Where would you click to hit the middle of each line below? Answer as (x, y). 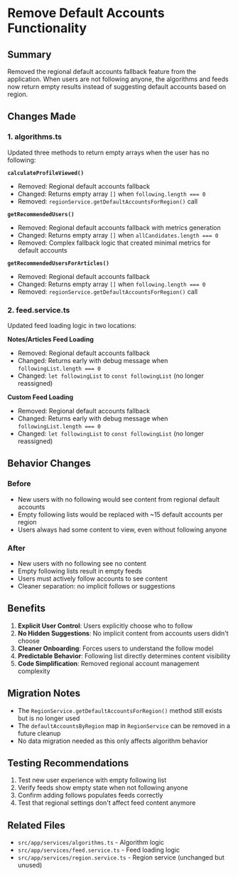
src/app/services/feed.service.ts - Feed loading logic (99, 850)
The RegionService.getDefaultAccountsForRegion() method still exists (120, 710)
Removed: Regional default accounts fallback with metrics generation (119, 227)
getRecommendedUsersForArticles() (59, 263)
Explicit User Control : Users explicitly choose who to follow (105, 626)
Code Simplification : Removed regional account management (108, 663)
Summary (29, 54)
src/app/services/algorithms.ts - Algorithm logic (91, 843)
